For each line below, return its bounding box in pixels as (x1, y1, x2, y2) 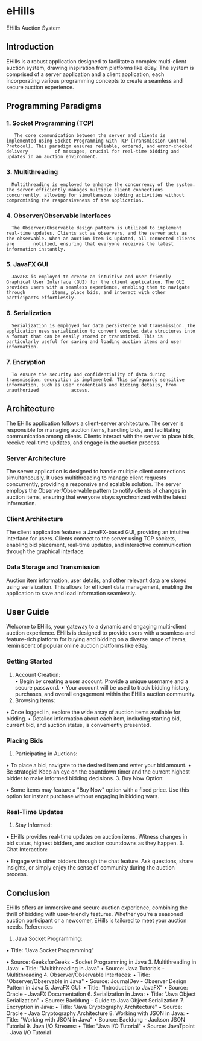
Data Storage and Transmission (6, 563, 101, 571)
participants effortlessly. (6, 295, 77, 301)
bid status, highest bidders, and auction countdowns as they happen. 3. (6, 839, 185, 847)
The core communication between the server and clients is (14, 133, 166, 139)
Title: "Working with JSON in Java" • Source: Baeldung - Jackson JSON (6, 1016, 186, 1023)
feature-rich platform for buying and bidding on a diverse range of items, (6, 636, 187, 643)
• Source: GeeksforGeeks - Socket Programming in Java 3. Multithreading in (6, 958, 197, 966)
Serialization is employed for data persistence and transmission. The (11, 322, 196, 328)
